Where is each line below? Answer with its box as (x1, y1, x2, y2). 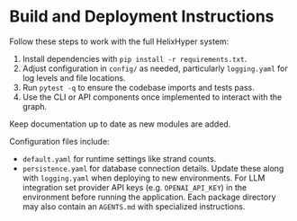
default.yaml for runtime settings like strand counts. (22, 153, 217, 164)
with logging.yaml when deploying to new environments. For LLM (22, 172, 265, 183)
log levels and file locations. (22, 72, 126, 83)
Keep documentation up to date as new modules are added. (9, 119, 231, 129)
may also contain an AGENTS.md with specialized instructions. (22, 200, 246, 212)
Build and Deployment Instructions (9, 6, 274, 27)
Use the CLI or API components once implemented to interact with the (22, 92, 283, 102)
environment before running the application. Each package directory (22, 191, 276, 202)
